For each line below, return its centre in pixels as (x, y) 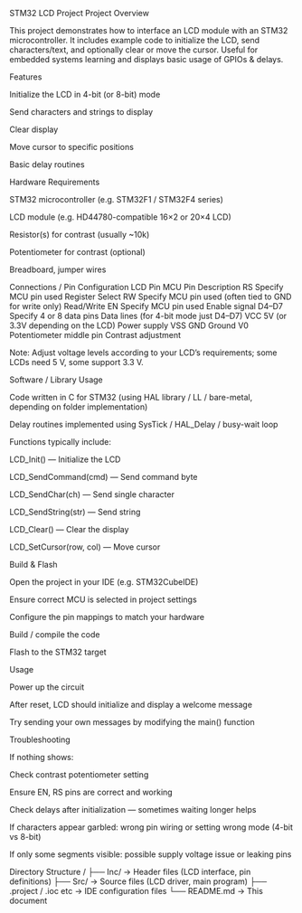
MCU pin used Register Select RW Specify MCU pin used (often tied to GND (151, 296)
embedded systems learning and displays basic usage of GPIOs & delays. (146, 59)
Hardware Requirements (55, 182)
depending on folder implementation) (79, 407)
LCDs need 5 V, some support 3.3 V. (77, 362)
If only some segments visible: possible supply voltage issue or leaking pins (151, 854)
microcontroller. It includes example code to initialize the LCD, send (135, 40)
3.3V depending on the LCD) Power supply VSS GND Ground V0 (129, 325)
